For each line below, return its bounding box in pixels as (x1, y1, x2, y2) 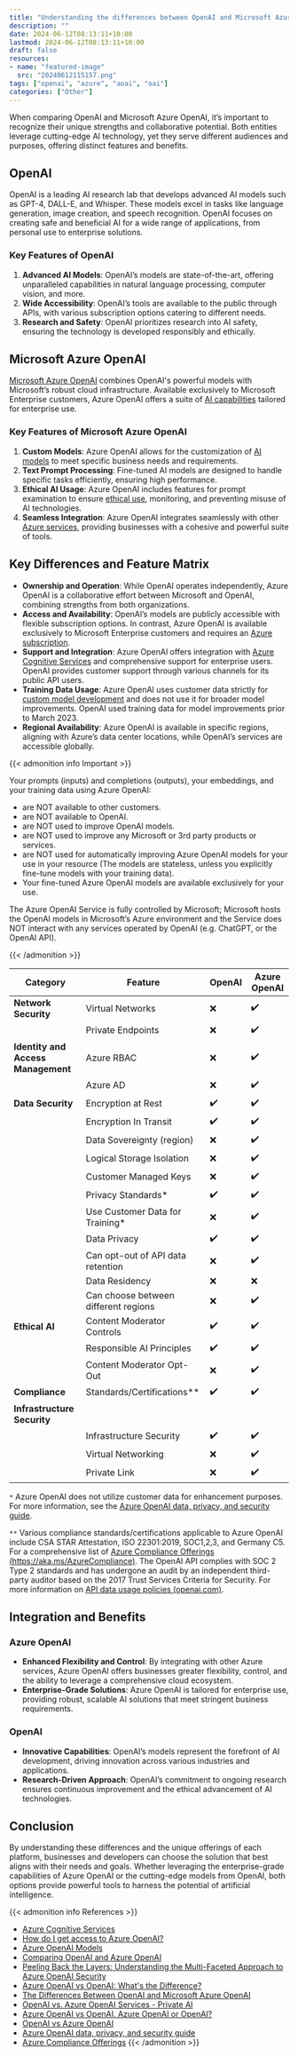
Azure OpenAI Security (21, 1971, 106, 1981)
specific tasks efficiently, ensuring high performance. (21, 474, 217, 485)
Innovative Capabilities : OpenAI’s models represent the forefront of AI (21, 1746, 280, 1757)
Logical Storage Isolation (85, 1152, 189, 1164)
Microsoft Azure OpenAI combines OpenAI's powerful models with (9, 375, 253, 386)
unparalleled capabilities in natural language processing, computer (21, 279, 266, 290)
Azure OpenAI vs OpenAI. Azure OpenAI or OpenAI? (21, 2009, 213, 2020)
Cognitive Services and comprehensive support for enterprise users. (21, 655, 273, 666)
